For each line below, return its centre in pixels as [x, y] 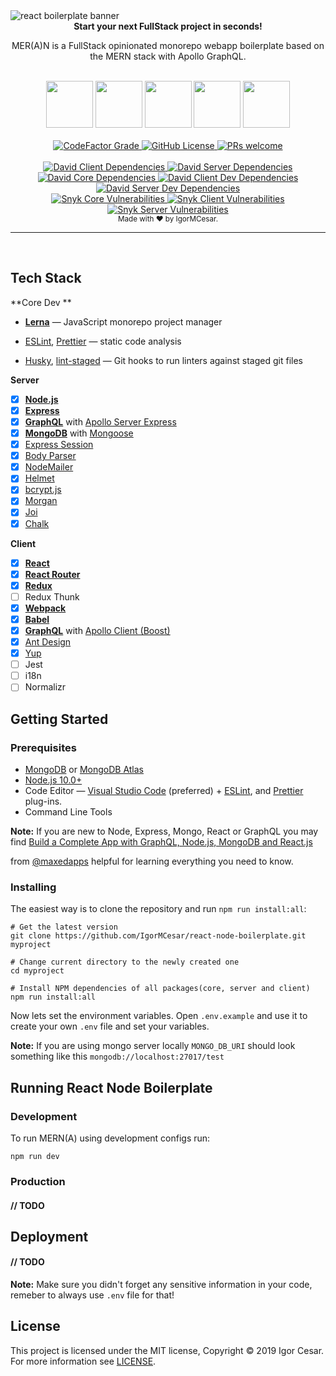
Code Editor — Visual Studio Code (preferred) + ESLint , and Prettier [164, 790]
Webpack [45, 608]
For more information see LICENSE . [83, 1361]
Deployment [49, 1236]
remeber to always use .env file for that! [92, 1295]
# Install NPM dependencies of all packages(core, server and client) [160, 989]
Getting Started [59, 719]
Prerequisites [43, 747]
